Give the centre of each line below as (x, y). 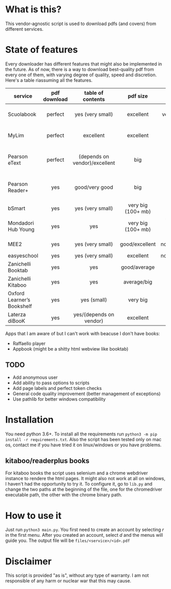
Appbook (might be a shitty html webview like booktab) (70, 348)
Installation (30, 419)
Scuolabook (22, 114)
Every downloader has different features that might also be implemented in (84, 64)
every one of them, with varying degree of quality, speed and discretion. (81, 75)
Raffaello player (29, 343)
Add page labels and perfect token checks (57, 388)
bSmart (17, 208)
